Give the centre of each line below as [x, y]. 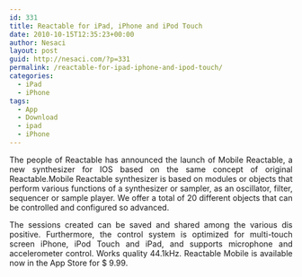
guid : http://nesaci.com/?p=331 [70, 59]
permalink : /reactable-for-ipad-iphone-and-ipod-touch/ [116, 68]
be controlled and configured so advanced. [89, 207]
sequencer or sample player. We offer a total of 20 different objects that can [151, 197]
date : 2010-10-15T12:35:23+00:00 [72, 34]
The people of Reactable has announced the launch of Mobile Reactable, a [151, 160]
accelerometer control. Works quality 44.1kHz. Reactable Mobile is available [151, 253]
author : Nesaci [38, 43]
